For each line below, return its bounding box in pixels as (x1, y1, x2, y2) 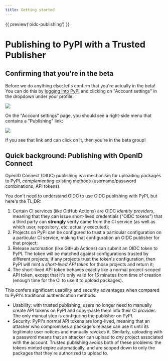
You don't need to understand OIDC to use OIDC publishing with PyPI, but (5, 193, 157, 199)
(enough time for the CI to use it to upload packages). (12, 277, 124, 284)
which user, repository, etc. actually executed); (12, 224, 109, 230)
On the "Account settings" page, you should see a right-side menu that (5, 112, 152, 118)
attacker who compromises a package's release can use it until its (12, 323, 149, 329)
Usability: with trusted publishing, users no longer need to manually (12, 302, 152, 308)
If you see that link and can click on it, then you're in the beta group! (5, 137, 146, 143)
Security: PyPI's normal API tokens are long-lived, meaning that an (12, 318, 150, 324)
